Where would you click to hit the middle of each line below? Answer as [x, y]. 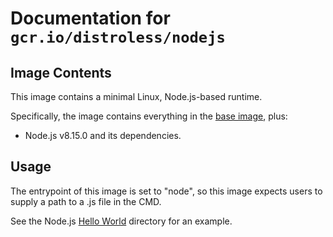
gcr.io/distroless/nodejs [118, 37]
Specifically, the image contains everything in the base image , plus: [149, 116]
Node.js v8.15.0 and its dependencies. [103, 135]
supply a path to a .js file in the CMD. [86, 201]
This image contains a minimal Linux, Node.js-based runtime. [136, 96]
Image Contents [61, 72]
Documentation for [90, 18]
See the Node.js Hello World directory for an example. [121, 221]
